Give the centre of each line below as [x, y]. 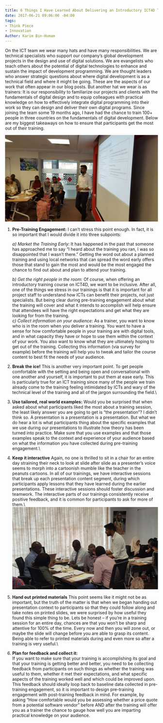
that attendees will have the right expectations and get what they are [81, 310]
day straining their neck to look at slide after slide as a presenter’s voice [84, 463]
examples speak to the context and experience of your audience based [83, 438]
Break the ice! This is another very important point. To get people [77, 366]
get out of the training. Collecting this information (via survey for [76, 347]
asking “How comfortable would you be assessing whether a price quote [85, 700]
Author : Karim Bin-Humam [30, 36]
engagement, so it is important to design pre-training [81, 689]
